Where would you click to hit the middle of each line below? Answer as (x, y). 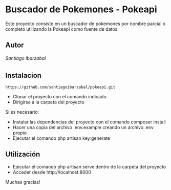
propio (20, 133)
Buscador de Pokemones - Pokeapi (81, 9)
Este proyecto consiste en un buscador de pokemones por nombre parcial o (85, 24)
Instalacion (24, 75)
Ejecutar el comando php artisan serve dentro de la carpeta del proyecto (89, 166)
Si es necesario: (22, 112)
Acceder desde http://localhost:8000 (52, 172)
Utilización (23, 154)
